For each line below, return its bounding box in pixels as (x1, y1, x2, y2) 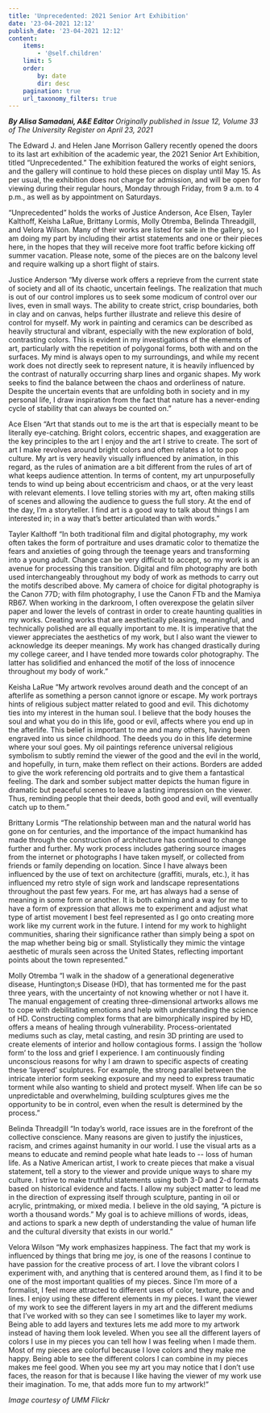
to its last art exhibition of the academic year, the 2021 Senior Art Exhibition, (8, 149, 260, 159)
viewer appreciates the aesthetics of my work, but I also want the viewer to (8, 632, 258, 642)
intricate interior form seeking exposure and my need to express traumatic (8, 1074, 255, 1084)
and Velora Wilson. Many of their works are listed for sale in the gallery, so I (8, 225, 260, 235)
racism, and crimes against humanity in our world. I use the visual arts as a (8, 1141, 256, 1151)
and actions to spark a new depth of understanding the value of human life (8, 1218, 256, 1228)
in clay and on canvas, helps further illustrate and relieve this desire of (8, 309, 242, 319)
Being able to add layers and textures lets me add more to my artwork (8, 1319, 240, 1329)
